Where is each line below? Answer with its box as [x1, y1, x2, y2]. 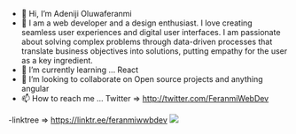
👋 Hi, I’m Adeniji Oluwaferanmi [20, 9, 132, 19]
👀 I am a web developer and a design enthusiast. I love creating [20, 18, 253, 28]
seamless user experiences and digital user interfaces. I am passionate [20, 27, 281, 37]
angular [20, 84, 50, 93]
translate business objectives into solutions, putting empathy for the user [20, 46, 288, 56]
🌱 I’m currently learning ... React [20, 64, 139, 75]
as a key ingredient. [20, 56, 94, 65]
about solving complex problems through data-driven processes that [20, 36, 273, 47]
